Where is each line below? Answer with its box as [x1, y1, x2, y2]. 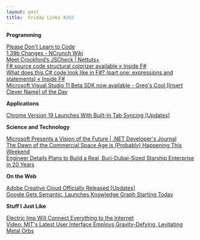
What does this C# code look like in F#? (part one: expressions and [6, 68, 173, 76]
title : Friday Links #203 [6, 15, 74, 21]
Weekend [6, 148, 30, 155]
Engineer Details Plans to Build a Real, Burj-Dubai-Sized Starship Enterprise [6, 154, 195, 161]
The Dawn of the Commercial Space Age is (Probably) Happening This [6, 141, 182, 148]
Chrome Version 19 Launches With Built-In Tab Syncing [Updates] [6, 112, 170, 119]
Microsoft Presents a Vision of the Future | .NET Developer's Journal [6, 135, 177, 142]
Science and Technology [6, 123, 70, 130]
